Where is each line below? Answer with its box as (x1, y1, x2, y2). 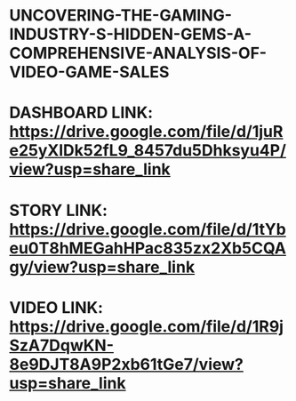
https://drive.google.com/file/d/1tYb (9, 219, 286, 239)
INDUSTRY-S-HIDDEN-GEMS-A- (9, 24, 252, 44)
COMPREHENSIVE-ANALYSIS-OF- (9, 44, 268, 63)
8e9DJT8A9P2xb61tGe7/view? (9, 354, 244, 374)
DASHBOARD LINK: (9, 103, 154, 123)
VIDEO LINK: (9, 297, 104, 317)
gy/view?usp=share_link (9, 257, 196, 277)
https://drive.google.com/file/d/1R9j (9, 317, 284, 336)
